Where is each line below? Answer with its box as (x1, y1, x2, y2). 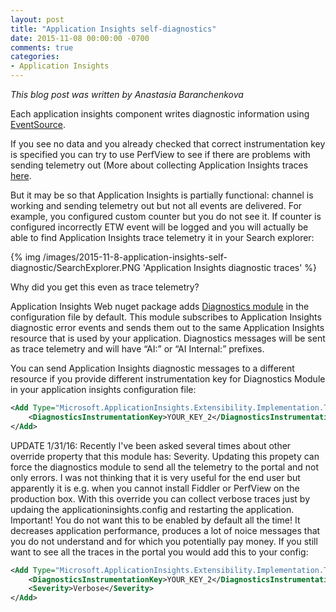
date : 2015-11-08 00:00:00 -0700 (10, 33, 150, 43)
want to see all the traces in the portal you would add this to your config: (10, 546, 309, 558)
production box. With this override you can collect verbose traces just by (10, 492, 310, 505)
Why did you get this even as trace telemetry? (10, 281, 200, 293)
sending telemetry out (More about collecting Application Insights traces (10, 159, 309, 171)
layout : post (10, 14, 65, 25)
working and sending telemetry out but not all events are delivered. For (10, 200, 303, 211)
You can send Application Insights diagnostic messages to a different (10, 362, 295, 374)
